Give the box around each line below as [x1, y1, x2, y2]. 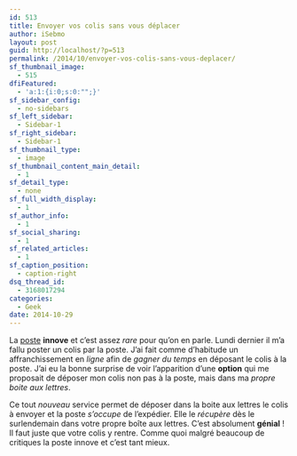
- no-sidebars [17, 104, 69, 113]
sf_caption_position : [9, 261, 90, 270]
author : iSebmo [9, 29, 66, 38]
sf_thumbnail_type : [9, 145, 82, 154]
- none [17, 187, 42, 196]
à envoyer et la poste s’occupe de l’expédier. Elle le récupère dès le [9, 409, 255, 420]
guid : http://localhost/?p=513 [9, 46, 125, 55]
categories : [9, 294, 53, 303]
